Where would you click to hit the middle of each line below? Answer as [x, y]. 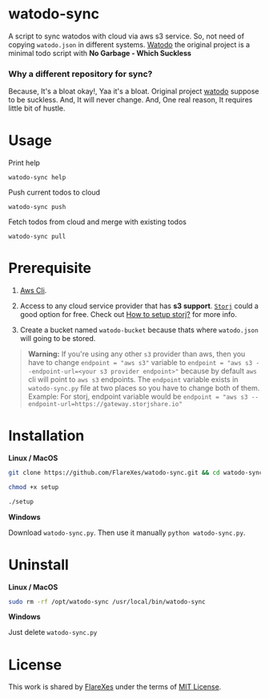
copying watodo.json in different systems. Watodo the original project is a [129, 44]
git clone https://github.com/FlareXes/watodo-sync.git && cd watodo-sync [136, 473]
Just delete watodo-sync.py [53, 633]
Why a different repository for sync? [80, 74]
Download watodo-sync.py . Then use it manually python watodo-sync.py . [127, 532]
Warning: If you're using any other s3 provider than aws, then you [137, 354]
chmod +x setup [34, 487]
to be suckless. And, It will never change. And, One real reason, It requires [130, 100]
